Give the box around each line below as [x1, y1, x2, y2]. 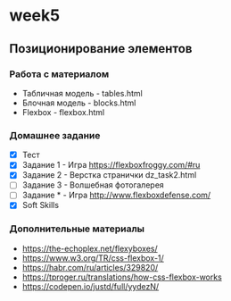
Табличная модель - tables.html [21, 88, 143, 98]
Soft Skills [21, 200, 60, 211]
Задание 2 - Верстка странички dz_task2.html [21, 170, 197, 180]
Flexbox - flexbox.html [21, 106, 105, 117]
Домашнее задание [9, 129, 101, 141]
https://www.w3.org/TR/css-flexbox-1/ [21, 252, 165, 263]
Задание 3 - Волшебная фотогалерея [21, 180, 165, 190]
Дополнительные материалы [9, 222, 145, 235]
